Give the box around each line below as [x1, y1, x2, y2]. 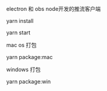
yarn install [6, 17, 34, 24]
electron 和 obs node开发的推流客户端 [6, 5, 101, 12]
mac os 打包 [6, 42, 37, 48]
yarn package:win [6, 78, 51, 85]
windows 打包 [6, 66, 41, 73]
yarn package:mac [6, 54, 53, 60]
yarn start [6, 29, 31, 36]
